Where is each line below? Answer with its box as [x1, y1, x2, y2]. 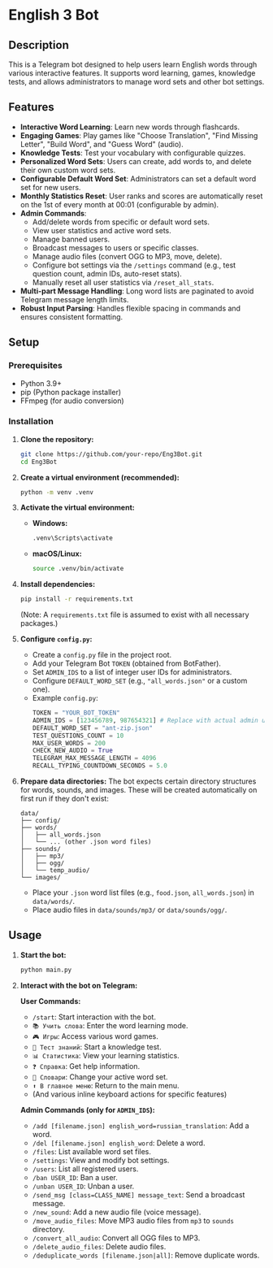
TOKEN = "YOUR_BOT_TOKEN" [32, 709, 120, 717]
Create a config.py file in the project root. [32, 650, 172, 660]
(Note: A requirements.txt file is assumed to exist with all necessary [19, 610, 249, 619]
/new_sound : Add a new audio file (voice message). [32, 1207, 201, 1217]
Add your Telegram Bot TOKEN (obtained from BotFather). [32, 658, 222, 668]
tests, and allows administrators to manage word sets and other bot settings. [8, 77, 265, 86]
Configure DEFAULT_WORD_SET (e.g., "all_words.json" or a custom [32, 676, 248, 686]
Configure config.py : [19, 634, 93, 644]
